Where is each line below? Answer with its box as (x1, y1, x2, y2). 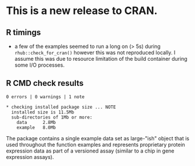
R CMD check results (6, 78, 84, 88)
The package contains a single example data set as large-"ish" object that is (6, 134, 190, 141)
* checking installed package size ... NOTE (6, 104, 116, 110)
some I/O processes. (14, 61, 65, 68)
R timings (6, 27, 41, 37)
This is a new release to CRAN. (6, 4, 158, 18)
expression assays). (6, 153, 54, 160)
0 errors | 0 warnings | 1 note (6, 94, 85, 100)
